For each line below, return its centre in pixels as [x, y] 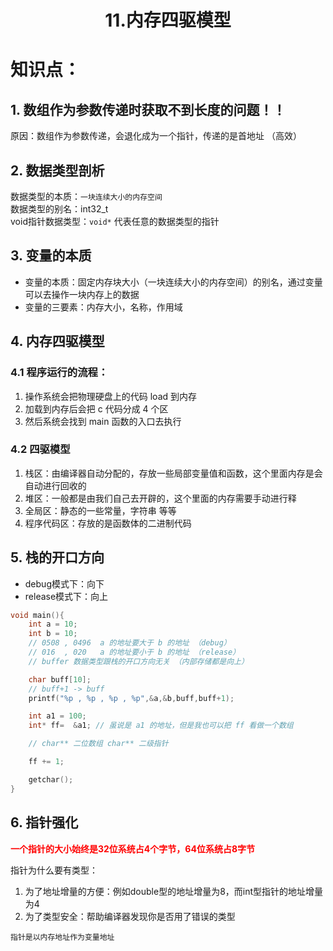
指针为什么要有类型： [54, 870]
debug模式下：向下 [64, 583]
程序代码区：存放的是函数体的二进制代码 [108, 523]
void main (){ [37, 615]
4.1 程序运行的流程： [59, 373]
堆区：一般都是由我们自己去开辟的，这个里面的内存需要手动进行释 [160, 498]
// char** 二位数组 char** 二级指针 [98, 744]
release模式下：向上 [66, 596]
